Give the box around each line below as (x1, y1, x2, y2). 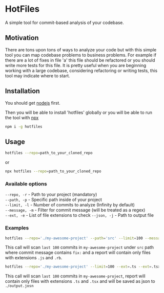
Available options (5, 180, 47, 187)
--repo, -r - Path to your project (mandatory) (5, 192, 98, 198)
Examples (5, 225, 29, 231)
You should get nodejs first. (5, 100, 61, 106)
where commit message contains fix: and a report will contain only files (5, 249, 151, 255)
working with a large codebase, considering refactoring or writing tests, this (5, 68, 158, 73)
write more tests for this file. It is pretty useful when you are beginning (5, 62, 146, 68)
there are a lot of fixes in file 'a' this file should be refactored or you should (5, 57, 155, 63)
